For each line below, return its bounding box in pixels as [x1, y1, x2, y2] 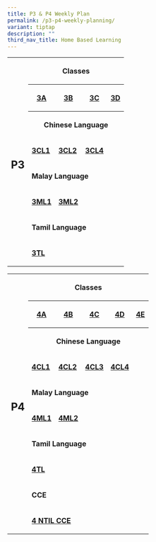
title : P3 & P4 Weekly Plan [7, 10, 90, 18]
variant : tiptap [7, 23, 55, 30]
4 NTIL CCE [31, 516, 71, 526]
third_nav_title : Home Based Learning [7, 37, 121, 44]
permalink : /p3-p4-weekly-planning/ [7, 17, 115, 24]
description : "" [7, 30, 55, 37]
